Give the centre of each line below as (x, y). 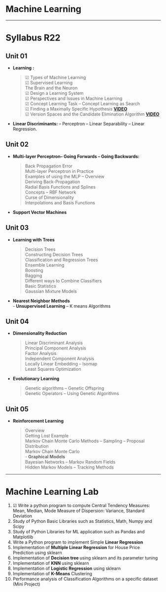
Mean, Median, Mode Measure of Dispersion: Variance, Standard (79, 511)
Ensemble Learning (45, 265)
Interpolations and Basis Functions (60, 202)
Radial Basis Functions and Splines (60, 187)
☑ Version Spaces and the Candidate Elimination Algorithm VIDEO (92, 114)
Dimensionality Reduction (40, 333)
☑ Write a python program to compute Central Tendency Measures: (82, 506)
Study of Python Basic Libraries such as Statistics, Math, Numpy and (82, 521)
